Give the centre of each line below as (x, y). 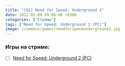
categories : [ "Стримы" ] (31, 19)
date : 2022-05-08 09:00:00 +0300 (41, 15)
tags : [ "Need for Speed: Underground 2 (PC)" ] (56, 24)
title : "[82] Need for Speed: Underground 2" (55, 10)
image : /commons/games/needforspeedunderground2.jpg (63, 29)
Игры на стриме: (27, 47)
